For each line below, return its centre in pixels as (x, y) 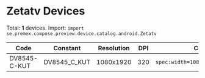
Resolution (114, 48)
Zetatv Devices (46, 11)
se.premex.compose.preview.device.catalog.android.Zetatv (81, 34)
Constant (67, 48)
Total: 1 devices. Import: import (45, 28)
